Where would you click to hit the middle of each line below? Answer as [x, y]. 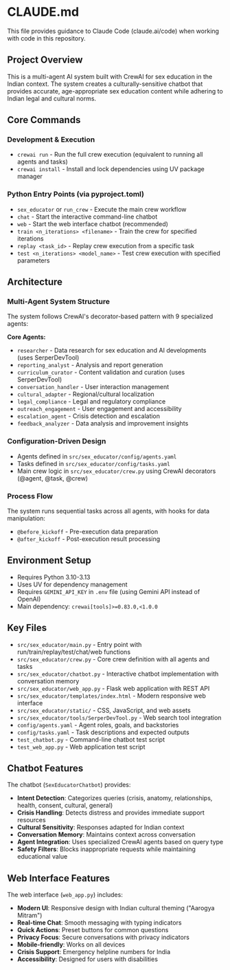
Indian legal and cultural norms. [52, 98]
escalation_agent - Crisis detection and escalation [88, 416]
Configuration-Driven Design [57, 441]
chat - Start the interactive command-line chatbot [87, 217]
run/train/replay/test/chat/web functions [74, 652]
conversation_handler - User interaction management [93, 387]
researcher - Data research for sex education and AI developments [112, 351]
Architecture [35, 282]
